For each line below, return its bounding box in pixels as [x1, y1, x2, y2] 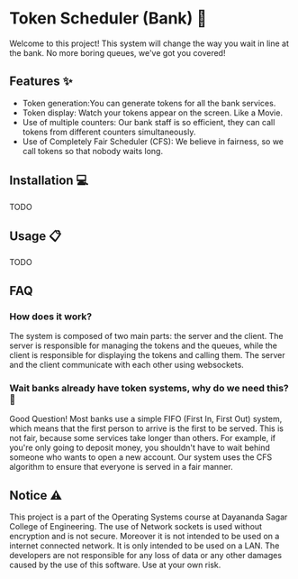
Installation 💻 [9, 173, 89, 188]
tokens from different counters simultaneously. [22, 126, 196, 137]
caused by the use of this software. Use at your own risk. [9, 559, 221, 571]
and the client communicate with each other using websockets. [9, 360, 245, 371]
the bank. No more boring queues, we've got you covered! [9, 47, 226, 58]
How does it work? [9, 310, 93, 323]
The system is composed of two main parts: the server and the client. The [9, 331, 284, 342]
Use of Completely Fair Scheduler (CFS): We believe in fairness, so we [22, 135, 284, 147]
